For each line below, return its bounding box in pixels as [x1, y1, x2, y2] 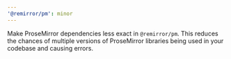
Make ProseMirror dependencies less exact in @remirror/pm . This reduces [7, 29, 218, 37]
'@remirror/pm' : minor [7, 10, 73, 17]
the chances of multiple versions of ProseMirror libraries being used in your [7, 36, 224, 45]
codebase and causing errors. [7, 44, 94, 52]
